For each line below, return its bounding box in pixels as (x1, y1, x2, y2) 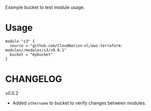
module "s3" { (5, 39, 35, 44)
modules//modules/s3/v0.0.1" (5, 48, 67, 53)
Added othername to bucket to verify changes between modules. (12, 100, 146, 106)
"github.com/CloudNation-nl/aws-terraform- (30, 43, 123, 48)
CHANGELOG (5, 73, 62, 85)
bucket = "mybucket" (10, 52, 53, 57)
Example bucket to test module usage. (5, 5, 85, 10)
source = (10, 43, 28, 48)
